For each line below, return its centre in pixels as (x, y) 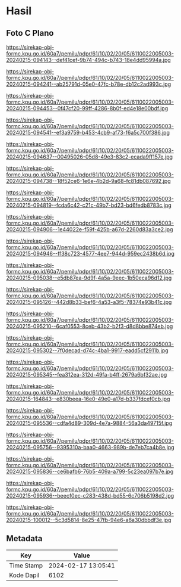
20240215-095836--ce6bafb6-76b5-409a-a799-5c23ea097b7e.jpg (90, 471)
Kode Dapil (24, 575)
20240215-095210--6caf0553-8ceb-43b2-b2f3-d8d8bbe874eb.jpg (90, 326)
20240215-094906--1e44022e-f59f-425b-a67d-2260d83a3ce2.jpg (90, 229)
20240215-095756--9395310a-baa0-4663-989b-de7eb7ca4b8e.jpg (90, 447)
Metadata (24, 538)
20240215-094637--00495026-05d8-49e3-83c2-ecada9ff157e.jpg (90, 157)
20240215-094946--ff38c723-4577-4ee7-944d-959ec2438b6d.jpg (90, 254)
